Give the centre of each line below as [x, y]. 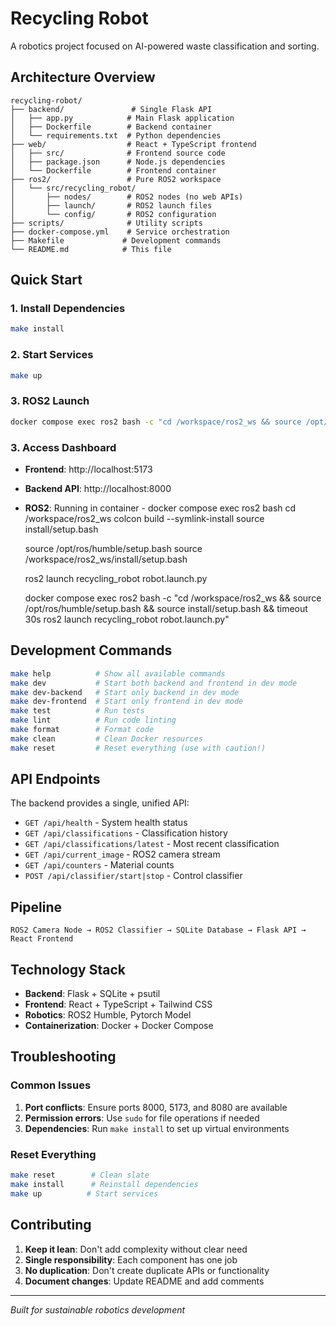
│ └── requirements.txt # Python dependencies [116, 135]
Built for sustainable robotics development [98, 1309]
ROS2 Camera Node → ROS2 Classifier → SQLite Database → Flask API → [158, 930]
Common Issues [51, 1085]
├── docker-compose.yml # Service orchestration [120, 232]
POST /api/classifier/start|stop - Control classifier [133, 876]
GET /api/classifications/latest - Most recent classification [152, 844]
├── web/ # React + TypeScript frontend [133, 144]
